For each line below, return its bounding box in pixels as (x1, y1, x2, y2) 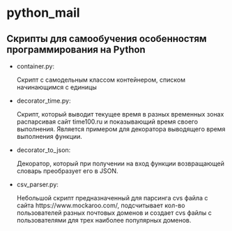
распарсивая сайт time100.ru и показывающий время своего (16, 117, 199, 126)
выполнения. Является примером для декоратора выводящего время (16, 125, 226, 133)
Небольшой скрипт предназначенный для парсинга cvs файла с (16, 194, 208, 202)
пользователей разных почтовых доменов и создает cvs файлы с (16, 209, 212, 217)
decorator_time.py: (16, 96, 71, 105)
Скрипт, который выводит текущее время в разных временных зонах (16, 110, 224, 118)
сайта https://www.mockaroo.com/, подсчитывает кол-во (16, 201, 185, 209)
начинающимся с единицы (16, 83, 97, 91)
